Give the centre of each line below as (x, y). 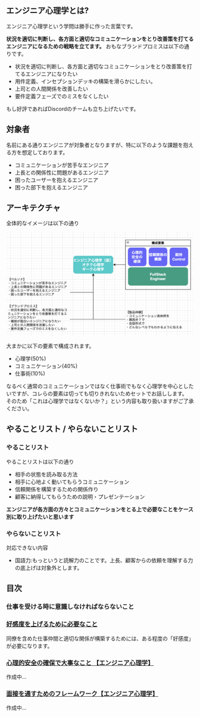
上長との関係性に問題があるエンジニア (62, 172)
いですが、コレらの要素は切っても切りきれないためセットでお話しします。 (97, 394)
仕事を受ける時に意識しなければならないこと (70, 607)
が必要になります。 (29, 646)
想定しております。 (45, 152)
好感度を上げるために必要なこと (52, 624)
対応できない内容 (27, 548)
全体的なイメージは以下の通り (43, 223)
